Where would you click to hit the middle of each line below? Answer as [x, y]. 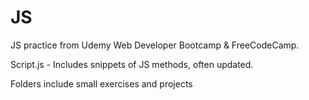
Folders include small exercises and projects [101, 83]
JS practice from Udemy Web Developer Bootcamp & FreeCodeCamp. [155, 45]
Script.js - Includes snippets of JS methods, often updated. [132, 64]
